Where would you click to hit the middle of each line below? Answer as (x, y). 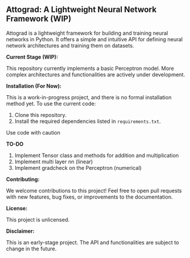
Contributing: (23, 179)
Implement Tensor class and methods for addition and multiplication (96, 155)
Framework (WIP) (39, 19)
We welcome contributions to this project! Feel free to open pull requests (94, 190)
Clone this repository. (40, 115)
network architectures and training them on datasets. (70, 45)
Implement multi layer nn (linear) (54, 162)
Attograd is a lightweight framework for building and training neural (87, 33)
